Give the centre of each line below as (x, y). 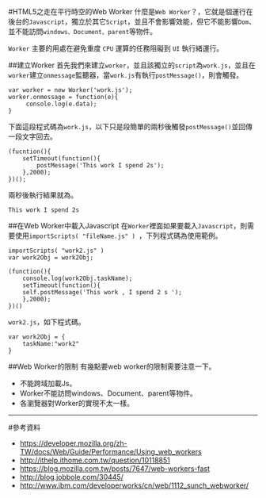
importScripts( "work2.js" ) (56, 251)
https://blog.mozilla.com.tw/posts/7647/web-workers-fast (115, 469)
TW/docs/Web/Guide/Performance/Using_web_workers (110, 452)
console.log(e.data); (61, 104)
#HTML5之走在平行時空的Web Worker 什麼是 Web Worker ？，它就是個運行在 (131, 11)
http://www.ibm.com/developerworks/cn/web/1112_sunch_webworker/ (134, 485)
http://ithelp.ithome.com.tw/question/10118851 (95, 460)
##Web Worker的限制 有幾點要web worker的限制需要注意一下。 (112, 366)
